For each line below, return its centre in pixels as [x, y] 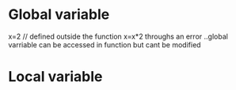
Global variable [59, 15]
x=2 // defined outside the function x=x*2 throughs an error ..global [118, 36]
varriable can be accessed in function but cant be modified [105, 44]
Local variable [55, 77]
